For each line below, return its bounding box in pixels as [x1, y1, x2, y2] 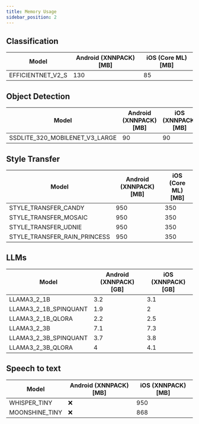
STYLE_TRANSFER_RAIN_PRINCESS [9, 232, 111, 241]
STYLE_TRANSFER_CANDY [9, 203, 85, 212]
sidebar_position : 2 [6, 14, 57, 20]
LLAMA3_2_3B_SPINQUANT [9, 333, 88, 342]
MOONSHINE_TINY [9, 408, 63, 416]
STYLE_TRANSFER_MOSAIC [9, 213, 88, 221]
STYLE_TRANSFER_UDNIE [9, 223, 82, 231]
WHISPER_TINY [9, 399, 53, 407]
